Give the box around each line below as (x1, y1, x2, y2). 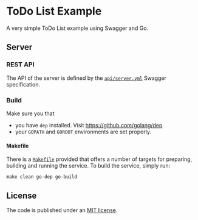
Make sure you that (6, 110, 55, 117)
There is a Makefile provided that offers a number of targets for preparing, (6, 155, 193, 163)
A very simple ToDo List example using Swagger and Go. (6, 24, 149, 32)
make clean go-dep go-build (6, 174, 78, 180)
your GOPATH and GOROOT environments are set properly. (15, 128, 152, 135)
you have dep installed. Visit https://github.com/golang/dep (15, 121, 163, 129)
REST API (6, 60, 35, 69)
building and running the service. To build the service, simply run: (6, 162, 171, 169)
